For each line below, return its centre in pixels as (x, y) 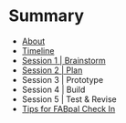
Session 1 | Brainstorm (63, 60)
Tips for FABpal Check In (68, 108)
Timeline (38, 50)
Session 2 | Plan (52, 70)
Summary (46, 16)
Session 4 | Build (53, 89)
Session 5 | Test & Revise (69, 99)
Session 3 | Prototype (63, 79)
